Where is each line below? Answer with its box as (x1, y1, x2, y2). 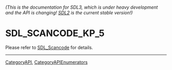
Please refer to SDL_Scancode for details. (5, 44, 93, 51)
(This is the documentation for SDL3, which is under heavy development (5, 4, 158, 10)
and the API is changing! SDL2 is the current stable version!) (5, 9, 133, 15)
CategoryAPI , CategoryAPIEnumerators (5, 59, 88, 65)
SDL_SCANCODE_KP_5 (5, 27, 105, 39)
